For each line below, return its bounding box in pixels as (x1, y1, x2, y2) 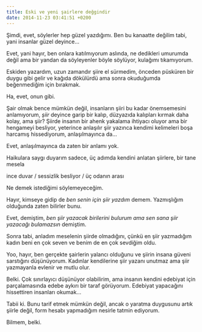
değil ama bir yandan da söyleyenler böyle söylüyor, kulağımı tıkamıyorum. (6, 56, 193, 63)
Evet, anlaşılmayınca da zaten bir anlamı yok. (6, 142, 119, 149)
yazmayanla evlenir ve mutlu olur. (6, 263, 90, 271)
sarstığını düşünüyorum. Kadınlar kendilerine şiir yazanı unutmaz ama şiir (6, 257, 190, 264)
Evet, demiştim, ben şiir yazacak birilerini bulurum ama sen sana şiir (6, 214, 178, 221)
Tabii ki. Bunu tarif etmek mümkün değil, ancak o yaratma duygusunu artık (6, 300, 193, 308)
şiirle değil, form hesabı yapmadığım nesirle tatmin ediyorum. (6, 306, 160, 314)
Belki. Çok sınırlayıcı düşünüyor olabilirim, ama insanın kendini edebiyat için (6, 275, 196, 283)
